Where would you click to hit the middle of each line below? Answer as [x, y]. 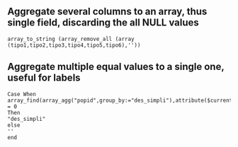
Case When [22, 94]
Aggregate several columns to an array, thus [107, 12]
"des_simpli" [27, 119]
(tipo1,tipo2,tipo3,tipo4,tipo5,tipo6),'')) [74, 45]
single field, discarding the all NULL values [103, 23]
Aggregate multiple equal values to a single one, [116, 67]
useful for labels [44, 78]
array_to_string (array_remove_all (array [71, 39]
